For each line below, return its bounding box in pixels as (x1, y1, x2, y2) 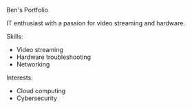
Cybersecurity (16, 94, 58, 102)
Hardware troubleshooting (16, 53, 91, 61)
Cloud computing (16, 87, 66, 95)
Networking (16, 60, 50, 68)
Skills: (6, 32, 23, 40)
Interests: (6, 73, 34, 82)
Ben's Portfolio (6, 6, 49, 14)
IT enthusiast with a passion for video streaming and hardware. (6, 19, 185, 27)
